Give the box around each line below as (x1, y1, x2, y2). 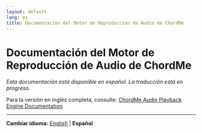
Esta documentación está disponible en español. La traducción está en (6, 78, 183, 86)
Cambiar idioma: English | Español (6, 120, 93, 127)
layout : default (6, 8, 47, 15)
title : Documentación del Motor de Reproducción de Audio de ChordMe (6, 20, 185, 26)
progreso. (6, 84, 31, 92)
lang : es (6, 14, 28, 20)
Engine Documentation (6, 102, 63, 110)
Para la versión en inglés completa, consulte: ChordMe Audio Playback (6, 96, 182, 104)
